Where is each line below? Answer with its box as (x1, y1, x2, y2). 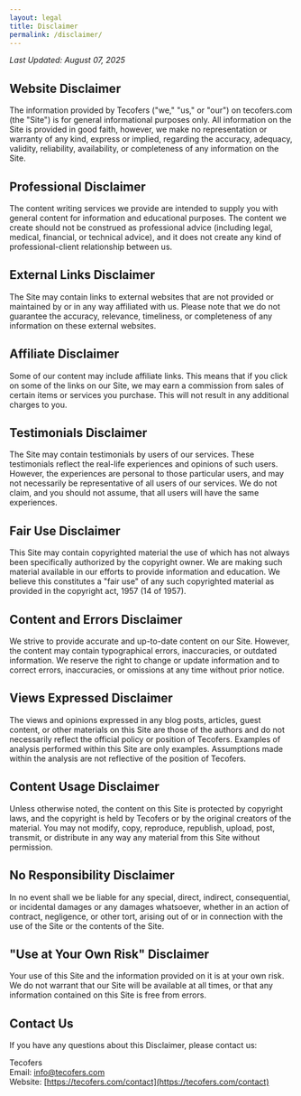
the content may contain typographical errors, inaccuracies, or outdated (9, 646, 278, 656)
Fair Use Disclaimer (9, 523, 121, 538)
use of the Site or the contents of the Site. (9, 920, 165, 931)
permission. (9, 841, 53, 852)
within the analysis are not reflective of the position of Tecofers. (9, 753, 246, 764)
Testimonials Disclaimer (9, 425, 148, 441)
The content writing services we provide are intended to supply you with (9, 203, 278, 213)
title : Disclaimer (9, 22, 78, 31)
